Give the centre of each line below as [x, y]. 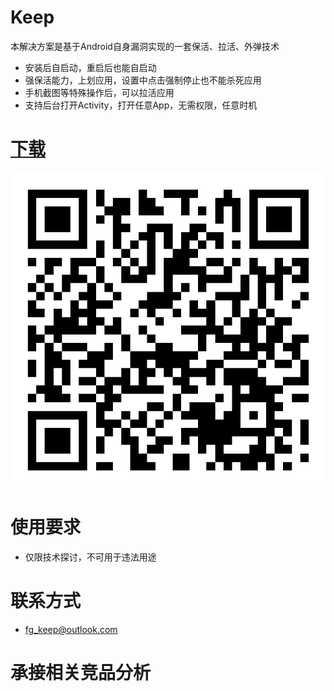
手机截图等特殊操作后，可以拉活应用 [99, 92]
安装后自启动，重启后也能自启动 [90, 67]
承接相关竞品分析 [81, 672]
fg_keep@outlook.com [71, 629]
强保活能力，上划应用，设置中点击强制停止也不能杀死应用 [143, 80]
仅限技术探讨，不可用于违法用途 [90, 557]
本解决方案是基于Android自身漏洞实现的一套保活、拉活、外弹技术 [145, 46]
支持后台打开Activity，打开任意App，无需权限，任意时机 [141, 105]
